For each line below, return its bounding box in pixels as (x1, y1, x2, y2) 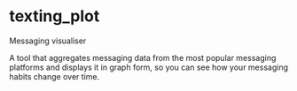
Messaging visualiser (9, 35, 87, 46)
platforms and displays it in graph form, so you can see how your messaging (9, 62, 288, 72)
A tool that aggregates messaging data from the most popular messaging (9, 52, 277, 63)
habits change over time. (9, 71, 100, 81)
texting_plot (9, 6, 100, 27)
